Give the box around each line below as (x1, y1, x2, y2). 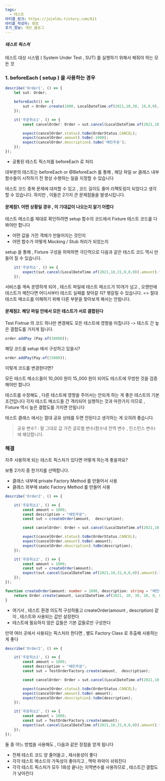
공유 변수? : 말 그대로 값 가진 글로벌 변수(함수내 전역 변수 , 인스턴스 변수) (17, 425, 156, 431)
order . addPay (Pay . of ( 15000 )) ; (5, 355, 67, 360)
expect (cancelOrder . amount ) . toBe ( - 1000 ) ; (23, 135, 109, 140)
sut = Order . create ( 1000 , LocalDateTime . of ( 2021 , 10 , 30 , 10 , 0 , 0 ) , (23, 104, 160, 109)
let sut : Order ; (14, 91, 48, 95)
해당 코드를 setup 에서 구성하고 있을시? (5, 345, 81, 351)
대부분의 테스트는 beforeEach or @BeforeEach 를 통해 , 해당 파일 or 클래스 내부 (5, 169, 160, 175)
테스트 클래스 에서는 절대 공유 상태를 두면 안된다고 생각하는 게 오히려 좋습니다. (5, 414, 155, 421)
